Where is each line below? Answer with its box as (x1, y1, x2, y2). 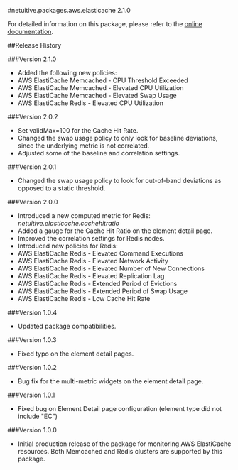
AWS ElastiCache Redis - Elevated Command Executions (17, 249, 183, 258)
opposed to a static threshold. (17, 184, 106, 192)
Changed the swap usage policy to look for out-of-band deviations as (17, 177, 222, 185)
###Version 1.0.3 (7, 336, 57, 344)
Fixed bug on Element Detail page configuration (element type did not (17, 405, 222, 412)
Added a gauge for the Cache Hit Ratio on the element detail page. (17, 226, 213, 235)
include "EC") (17, 412, 58, 420)
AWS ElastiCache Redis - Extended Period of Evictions (17, 280, 178, 288)
